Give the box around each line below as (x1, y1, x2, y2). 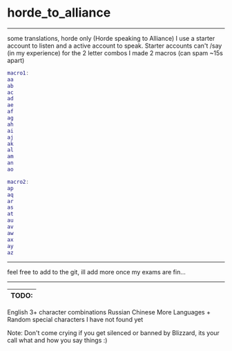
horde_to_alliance (7, 5, 111, 21)
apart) (7, 56, 25, 64)
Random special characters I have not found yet (7, 316, 144, 324)
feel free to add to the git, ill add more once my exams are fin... (7, 268, 186, 276)
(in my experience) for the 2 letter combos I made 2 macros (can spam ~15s (7, 48, 223, 57)
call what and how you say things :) (7, 336, 108, 345)
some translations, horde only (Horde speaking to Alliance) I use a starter (7, 34, 215, 42)
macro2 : (7, 178, 30, 185)
